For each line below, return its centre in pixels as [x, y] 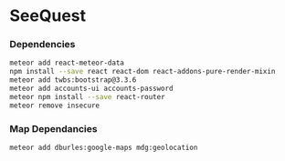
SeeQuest [48, 16]
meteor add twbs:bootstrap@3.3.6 [73, 80]
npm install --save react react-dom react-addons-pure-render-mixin [142, 72]
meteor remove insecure [55, 106]
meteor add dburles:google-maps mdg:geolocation [104, 148]
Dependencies [42, 45]
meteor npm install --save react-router [88, 96]
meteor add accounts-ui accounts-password [91, 89]
